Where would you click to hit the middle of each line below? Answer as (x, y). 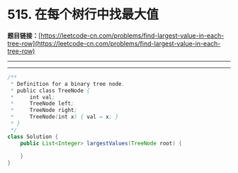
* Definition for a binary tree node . (68, 84)
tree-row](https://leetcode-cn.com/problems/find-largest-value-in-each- (114, 43)
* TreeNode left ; (42, 104)
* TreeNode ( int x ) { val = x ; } (64, 117)
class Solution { (33, 136)
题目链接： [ (24, 35)
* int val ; (33, 97)
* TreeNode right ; (44, 111)
